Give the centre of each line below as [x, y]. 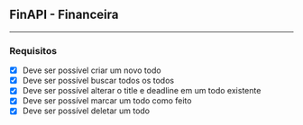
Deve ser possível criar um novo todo [92, 70]
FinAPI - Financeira [64, 15]
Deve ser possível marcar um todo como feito [107, 101]
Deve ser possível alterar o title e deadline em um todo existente [142, 91]
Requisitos [33, 50]
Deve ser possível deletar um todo [86, 111]
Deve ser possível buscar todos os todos [98, 81]
